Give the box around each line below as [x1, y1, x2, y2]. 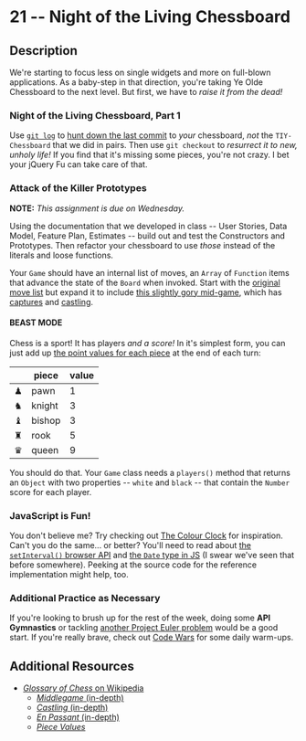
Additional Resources [9, 658, 134, 673]
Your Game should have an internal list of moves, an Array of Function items [9, 267, 290, 278]
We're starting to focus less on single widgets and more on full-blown [9, 67, 271, 78]
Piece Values [36, 722, 86, 733]
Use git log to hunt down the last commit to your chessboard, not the [9, 130, 274, 141]
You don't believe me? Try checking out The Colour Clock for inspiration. [9, 530, 283, 541]
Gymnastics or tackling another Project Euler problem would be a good [9, 622, 279, 633]
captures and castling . [9, 296, 94, 307]
